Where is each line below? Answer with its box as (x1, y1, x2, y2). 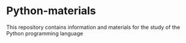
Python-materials (6, 4, 96, 18)
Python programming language (6, 29, 83, 37)
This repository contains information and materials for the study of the (6, 24, 181, 31)
